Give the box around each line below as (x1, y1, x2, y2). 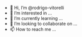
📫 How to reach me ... (9, 26, 56, 32)
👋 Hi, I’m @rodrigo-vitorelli (9, 5, 65, 10)
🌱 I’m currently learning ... (9, 15, 63, 21)
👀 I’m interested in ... (9, 10, 52, 16)
